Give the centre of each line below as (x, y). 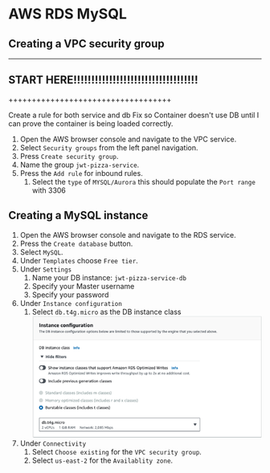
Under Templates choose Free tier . (79, 260)
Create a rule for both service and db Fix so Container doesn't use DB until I (134, 115)
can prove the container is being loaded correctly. (91, 123)
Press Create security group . (69, 156)
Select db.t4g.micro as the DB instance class (106, 312)
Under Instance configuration (71, 303)
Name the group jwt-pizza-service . (80, 165)
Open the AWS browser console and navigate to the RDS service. (128, 234)
